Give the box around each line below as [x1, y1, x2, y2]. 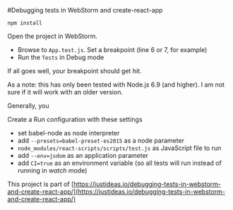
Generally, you [7, 101, 49, 110]
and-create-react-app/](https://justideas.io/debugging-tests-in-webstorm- [7, 187, 226, 196]
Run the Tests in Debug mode [17, 53, 104, 61]
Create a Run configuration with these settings [7, 116, 143, 123]
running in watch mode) [17, 166, 88, 175]
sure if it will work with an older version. [7, 88, 124, 96]
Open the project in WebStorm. [7, 32, 97, 40]
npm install [7, 20, 42, 27]
